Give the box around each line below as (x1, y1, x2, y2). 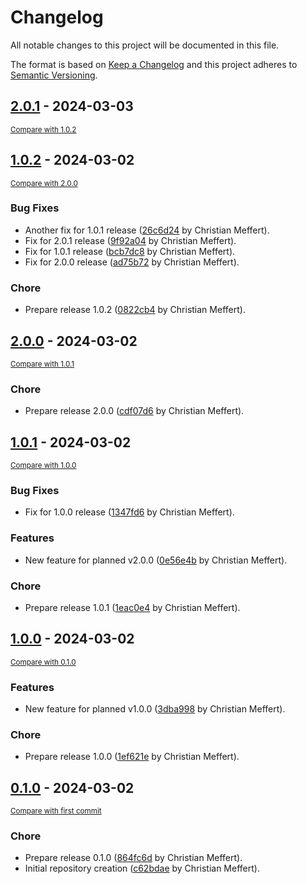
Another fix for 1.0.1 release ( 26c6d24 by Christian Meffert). (24, 224, 270, 236)
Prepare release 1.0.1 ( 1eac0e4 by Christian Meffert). (24, 601, 241, 613)
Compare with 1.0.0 (10, 461, 77, 471)
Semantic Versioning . (10, 69, 98, 81)
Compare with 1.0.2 (10, 124, 77, 135)
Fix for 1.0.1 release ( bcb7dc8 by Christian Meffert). (24, 245, 236, 257)
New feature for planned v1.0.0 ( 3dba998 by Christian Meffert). (24, 703, 286, 715)
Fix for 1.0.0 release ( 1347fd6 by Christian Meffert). (24, 506, 235, 518)
